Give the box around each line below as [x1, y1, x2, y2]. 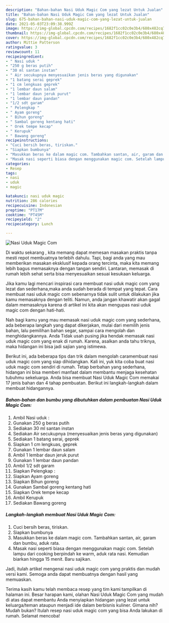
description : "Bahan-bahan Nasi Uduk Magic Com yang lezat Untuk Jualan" [6, 7, 163, 13]
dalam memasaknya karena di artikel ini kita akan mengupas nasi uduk [6, 302, 151, 307]
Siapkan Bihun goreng [13, 479, 59, 485]
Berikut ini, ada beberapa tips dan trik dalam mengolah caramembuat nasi [6, 353, 158, 359]
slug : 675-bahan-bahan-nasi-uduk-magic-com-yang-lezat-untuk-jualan [6, 17, 152, 22]
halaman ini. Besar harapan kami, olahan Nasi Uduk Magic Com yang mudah [6, 591, 163, 597]
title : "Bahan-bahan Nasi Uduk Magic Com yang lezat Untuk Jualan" [6, 12, 150, 17]
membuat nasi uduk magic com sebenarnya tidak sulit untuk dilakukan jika [6, 291, 159, 297]
